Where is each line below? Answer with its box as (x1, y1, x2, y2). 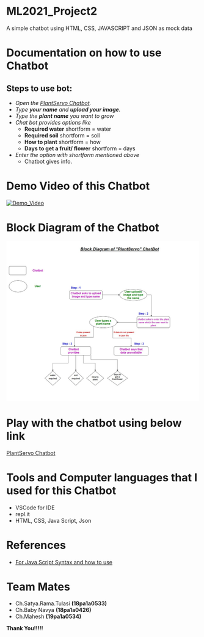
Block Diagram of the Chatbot (6, 221, 159, 235)
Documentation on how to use (6, 46, 162, 60)
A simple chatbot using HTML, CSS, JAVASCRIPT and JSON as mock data (6, 24, 192, 32)
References (6, 538, 66, 552)
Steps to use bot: (6, 83, 73, 93)
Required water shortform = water (24, 125, 112, 133)
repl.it (15, 510, 30, 517)
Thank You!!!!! (6, 625, 43, 632)
